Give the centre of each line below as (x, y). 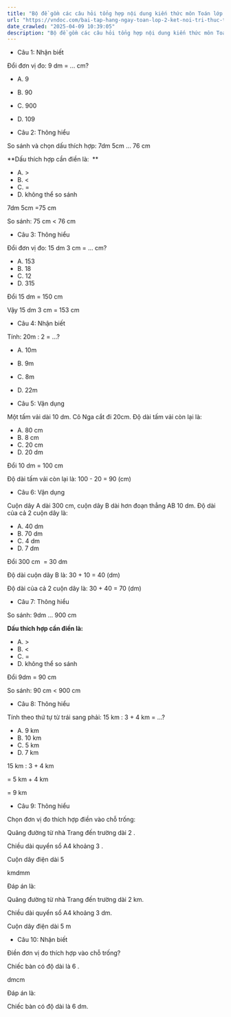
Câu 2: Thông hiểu (43, 132)
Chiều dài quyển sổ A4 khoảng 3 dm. (59, 913)
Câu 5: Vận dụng (41, 403)
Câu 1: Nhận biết (40, 52)
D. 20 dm (30, 452)
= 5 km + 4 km (28, 779)
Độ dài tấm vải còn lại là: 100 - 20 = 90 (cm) (69, 479)
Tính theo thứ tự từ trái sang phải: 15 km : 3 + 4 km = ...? (86, 717)
